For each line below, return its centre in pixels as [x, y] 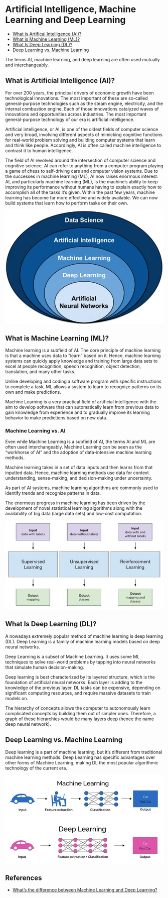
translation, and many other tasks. [40, 372]
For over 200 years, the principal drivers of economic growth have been [79, 93]
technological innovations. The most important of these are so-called [76, 98]
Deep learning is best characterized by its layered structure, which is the [80, 677]
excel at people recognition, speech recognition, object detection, [73, 366]
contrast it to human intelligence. [39, 150]
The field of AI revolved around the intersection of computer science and [80, 160]
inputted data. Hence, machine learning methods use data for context [77, 473]
